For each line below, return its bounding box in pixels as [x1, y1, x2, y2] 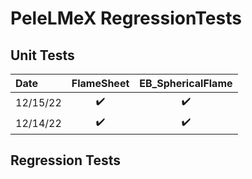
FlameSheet [71, 77, 130, 90]
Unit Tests [10, 47, 75, 64]
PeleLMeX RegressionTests [10, 7, 242, 30]
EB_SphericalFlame [139, 77, 233, 90]
